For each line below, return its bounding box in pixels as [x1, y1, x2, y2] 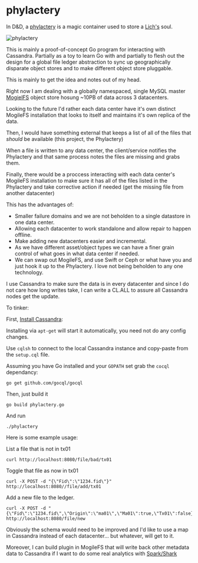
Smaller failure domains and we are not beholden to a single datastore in [14, 212, 190, 219]
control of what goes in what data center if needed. [14, 250, 140, 257]
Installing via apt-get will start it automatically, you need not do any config [6, 327, 186, 334]
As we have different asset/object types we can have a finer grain [14, 243, 175, 251]
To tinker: [6, 304, 29, 311]
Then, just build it [6, 390, 48, 397]
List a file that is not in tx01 [6, 445, 71, 452]
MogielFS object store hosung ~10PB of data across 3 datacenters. [6, 94, 169, 101]
